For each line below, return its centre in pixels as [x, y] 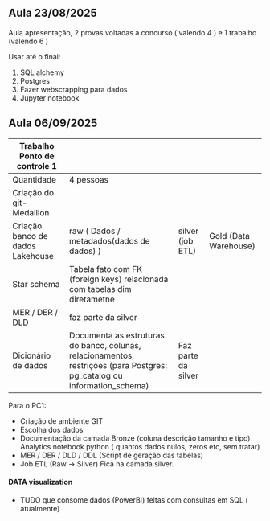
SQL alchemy [42, 72]
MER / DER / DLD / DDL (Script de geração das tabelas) [111, 455]
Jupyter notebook [49, 98]
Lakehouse [33, 256]
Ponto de [37, 156]
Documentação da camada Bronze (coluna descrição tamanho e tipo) [135, 438]
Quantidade [35, 179]
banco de [30, 236]
